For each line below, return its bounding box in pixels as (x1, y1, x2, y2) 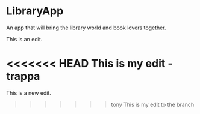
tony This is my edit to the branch (111, 101, 195, 108)
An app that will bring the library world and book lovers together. (6, 24, 167, 31)
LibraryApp (6, 4, 64, 18)
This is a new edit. (6, 89, 51, 97)
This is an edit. (6, 35, 43, 43)
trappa (6, 70, 40, 83)
